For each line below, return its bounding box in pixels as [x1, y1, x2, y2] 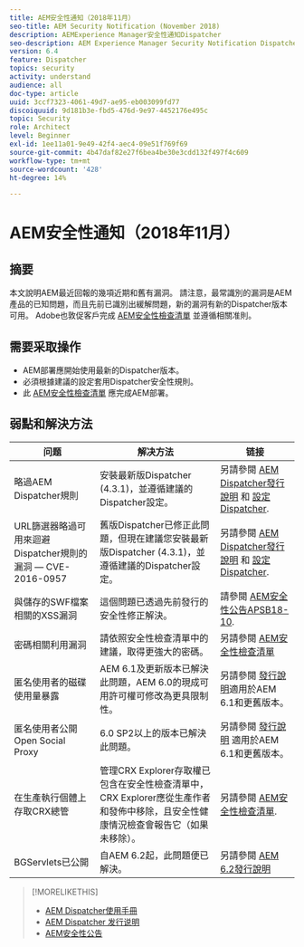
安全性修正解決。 [99, 608, 173, 621]
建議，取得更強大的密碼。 [99, 645, 209, 657]
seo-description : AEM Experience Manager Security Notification [9, 38, 257, 48]
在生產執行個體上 [14, 791, 88, 804]
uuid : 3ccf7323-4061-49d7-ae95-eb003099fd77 [9, 97, 180, 107]
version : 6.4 [9, 47, 59, 56]
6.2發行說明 [220, 862, 271, 875]
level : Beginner [9, 131, 71, 140]
